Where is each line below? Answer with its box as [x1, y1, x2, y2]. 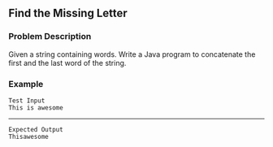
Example [8, 78, 44, 89]
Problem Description [8, 31, 92, 42]
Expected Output [8, 125, 63, 133]
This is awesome [8, 103, 63, 112]
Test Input [8, 97, 45, 105]
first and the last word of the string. [8, 58, 127, 67]
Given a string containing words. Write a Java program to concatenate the [8, 49, 256, 59]
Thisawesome [8, 132, 49, 141]
